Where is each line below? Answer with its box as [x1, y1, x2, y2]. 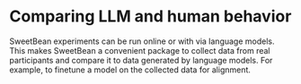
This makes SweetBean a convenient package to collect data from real [9, 45, 270, 55]
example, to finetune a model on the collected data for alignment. [9, 64, 252, 75]
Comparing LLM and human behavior [9, 6, 292, 27]
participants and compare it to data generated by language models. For [9, 55, 273, 65]
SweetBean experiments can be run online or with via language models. [9, 36, 276, 46]
